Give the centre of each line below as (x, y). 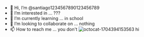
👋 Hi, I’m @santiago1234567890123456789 (55, 8)
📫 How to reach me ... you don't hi (75, 29)
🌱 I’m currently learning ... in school (47, 18)
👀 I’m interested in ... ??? (35, 13)
